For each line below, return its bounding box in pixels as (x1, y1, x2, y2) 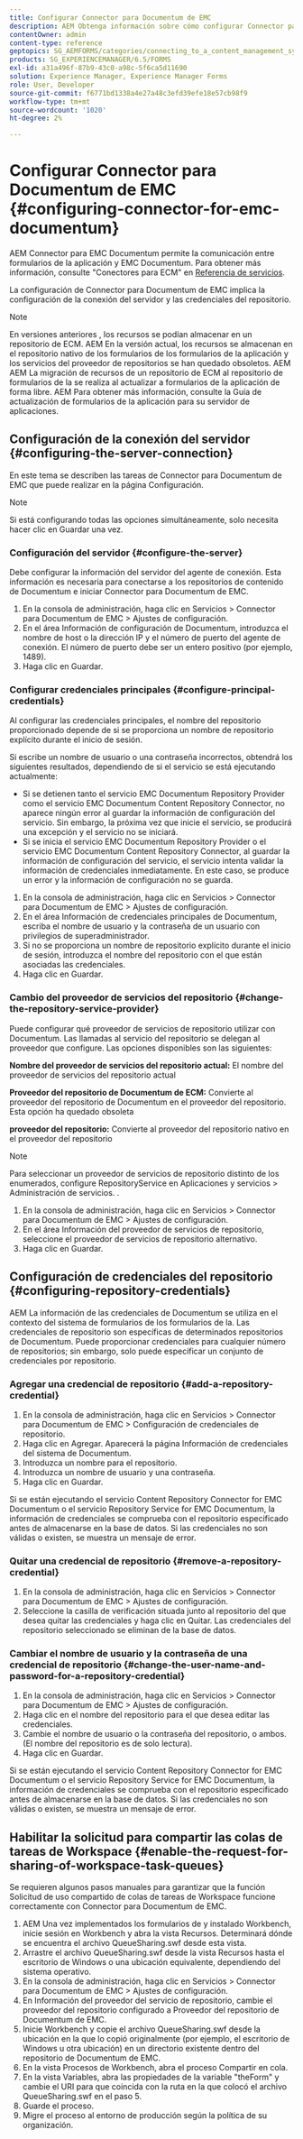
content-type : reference (9, 38, 103, 48)
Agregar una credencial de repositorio (9, 1377, 179, 1390)
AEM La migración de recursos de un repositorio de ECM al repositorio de (9, 367, 284, 379)
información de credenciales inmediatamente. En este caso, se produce (22, 865, 289, 876)
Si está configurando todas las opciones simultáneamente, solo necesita (9, 514, 279, 525)
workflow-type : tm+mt (9, 96, 91, 106)
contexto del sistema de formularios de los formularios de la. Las (9, 1317, 251, 1327)
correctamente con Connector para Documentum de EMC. (9, 1901, 227, 1912)
